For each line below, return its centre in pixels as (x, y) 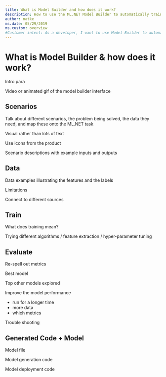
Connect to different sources (34, 199)
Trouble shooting (22, 323)
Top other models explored (33, 283)
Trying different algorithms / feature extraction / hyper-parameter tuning (79, 236)
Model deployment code (30, 369)
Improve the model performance (38, 293)
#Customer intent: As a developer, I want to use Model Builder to (76, 33)
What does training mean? (32, 227)
